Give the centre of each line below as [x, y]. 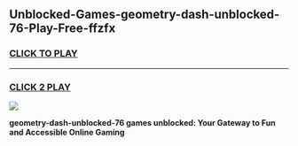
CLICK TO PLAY [43, 54]
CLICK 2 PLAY [40, 87]
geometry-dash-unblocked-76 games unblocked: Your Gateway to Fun [143, 122]
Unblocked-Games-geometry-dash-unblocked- [145, 15]
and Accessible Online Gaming [67, 132]
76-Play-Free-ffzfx [63, 29]
